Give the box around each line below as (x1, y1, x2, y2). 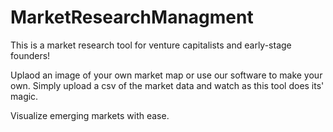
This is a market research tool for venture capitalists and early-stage (10, 39, 292, 51)
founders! (10, 49, 51, 61)
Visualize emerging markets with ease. (10, 109, 170, 121)
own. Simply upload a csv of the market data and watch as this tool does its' (10, 79, 325, 91)
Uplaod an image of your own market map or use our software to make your (10, 69, 323, 81)
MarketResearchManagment (10, 6, 254, 29)
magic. (10, 90, 39, 102)
